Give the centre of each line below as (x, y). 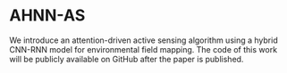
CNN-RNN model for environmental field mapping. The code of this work (143, 49)
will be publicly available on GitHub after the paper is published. (127, 59)
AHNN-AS (47, 16)
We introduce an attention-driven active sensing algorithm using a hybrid (144, 40)
